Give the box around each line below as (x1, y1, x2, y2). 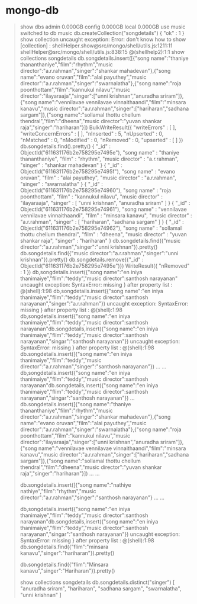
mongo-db (5, 4, 59, 17)
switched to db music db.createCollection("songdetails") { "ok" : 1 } (20, 29, 185, 36)
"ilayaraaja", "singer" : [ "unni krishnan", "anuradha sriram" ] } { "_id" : (20, 199, 190, 206)
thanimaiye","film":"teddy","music (20, 356, 102, 364)
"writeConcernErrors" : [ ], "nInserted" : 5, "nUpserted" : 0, (20, 130, 164, 137)
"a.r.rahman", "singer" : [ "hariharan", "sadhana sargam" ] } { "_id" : (20, 218, 184, 225)
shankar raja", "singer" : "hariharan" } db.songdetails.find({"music (20, 237, 181, 244)
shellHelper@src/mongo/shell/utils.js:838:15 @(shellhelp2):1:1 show (20, 48, 185, 55)
